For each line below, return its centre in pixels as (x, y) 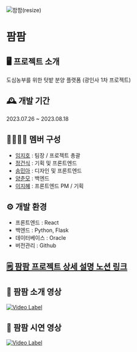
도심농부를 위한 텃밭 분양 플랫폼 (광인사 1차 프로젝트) (68, 80)
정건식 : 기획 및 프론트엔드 (46, 163)
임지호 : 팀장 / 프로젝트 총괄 (48, 155)
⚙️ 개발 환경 (27, 207)
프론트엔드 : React (37, 223)
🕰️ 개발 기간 (28, 101)
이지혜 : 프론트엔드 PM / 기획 (49, 185)
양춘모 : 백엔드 (32, 178)
